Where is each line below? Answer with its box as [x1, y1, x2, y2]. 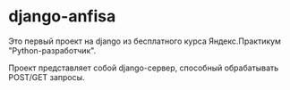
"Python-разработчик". [8, 45, 97, 55]
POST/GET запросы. [8, 71, 86, 82]
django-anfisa [8, 6, 116, 27]
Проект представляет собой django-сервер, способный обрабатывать [8, 62, 279, 73]
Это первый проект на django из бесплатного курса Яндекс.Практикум [8, 36, 281, 46]
